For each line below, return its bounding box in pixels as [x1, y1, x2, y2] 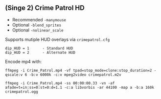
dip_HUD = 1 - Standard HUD [5, 46, 73, 50]
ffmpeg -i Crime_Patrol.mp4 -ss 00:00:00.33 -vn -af [5, 81, 115, 85]
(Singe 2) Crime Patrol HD [5, 4, 85, 12]
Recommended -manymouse [12, 16, 66, 22]
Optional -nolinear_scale [12, 27, 64, 33]
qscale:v [5, 72, 23, 77]
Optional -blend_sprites [12, 22, 62, 28]
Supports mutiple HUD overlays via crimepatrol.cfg [5, 36, 110, 42]
